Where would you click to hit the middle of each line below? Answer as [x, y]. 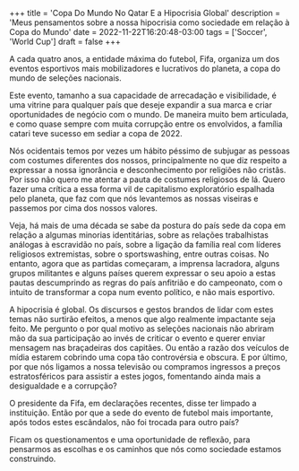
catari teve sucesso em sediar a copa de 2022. [96, 133]
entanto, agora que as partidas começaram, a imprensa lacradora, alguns [145, 263]
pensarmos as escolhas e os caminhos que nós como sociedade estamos [145, 449]
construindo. [33, 458]
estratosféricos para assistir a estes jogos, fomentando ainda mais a [135, 376]
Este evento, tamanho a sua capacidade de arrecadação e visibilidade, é [143, 95]
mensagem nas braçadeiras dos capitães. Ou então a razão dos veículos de [149, 348]
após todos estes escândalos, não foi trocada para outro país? [124, 422]
